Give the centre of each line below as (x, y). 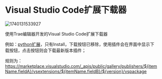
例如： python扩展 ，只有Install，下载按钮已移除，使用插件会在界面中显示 (78, 44)
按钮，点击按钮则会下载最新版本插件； (47, 50)
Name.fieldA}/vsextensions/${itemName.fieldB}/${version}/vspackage (76, 71)
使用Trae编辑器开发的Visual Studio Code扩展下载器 (56, 34)
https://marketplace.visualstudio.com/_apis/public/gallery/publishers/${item (81, 66)
